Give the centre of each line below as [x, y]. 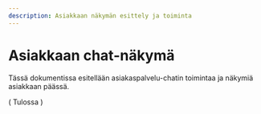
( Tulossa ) [26, 102]
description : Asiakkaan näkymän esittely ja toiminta [100, 16]
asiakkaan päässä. [39, 86]
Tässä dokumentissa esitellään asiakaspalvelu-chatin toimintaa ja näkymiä [131, 78]
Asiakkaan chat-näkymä [92, 55]
